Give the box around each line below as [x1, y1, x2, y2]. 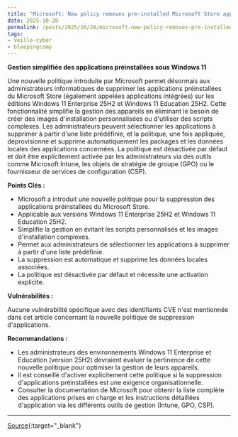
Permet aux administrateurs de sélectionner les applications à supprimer [17, 240, 230, 249]
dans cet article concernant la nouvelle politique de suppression [7, 313, 195, 321]
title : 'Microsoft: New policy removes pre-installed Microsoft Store [7, 10, 220, 18]
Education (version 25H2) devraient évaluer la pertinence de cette [17, 356, 211, 364]
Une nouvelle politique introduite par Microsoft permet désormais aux [7, 77, 210, 85]
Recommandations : [7, 335, 68, 342]
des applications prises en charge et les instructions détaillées [17, 394, 200, 401]
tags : [7, 30, 23, 38]
